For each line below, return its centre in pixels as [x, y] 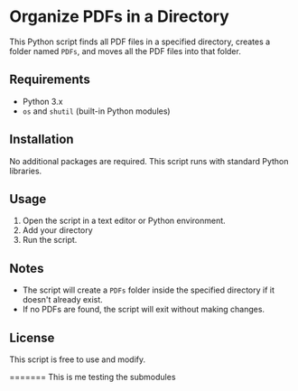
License [32, 337]
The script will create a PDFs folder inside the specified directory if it [149, 290]
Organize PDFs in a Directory [120, 17]
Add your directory [57, 230]
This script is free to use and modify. [78, 359]
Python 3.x [42, 101]
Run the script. [50, 240]
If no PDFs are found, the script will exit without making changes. [143, 310]
